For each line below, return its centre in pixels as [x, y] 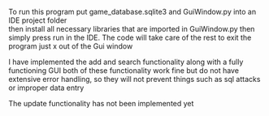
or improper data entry [46, 88]
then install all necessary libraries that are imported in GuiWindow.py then [132, 29]
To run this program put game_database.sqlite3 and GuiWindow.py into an [132, 12]
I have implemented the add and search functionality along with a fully [126, 62]
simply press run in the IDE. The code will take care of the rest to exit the [130, 37]
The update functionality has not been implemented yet [101, 103]
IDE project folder [38, 20]
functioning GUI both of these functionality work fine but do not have [124, 71]
